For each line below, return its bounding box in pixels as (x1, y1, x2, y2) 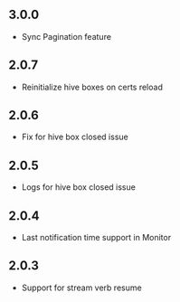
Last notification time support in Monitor (21, 232, 172, 243)
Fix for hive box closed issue (21, 131, 128, 143)
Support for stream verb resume (21, 282, 142, 293)
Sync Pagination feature (21, 31, 112, 42)
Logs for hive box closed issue (21, 182, 137, 193)
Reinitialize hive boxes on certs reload (21, 81, 164, 92)
